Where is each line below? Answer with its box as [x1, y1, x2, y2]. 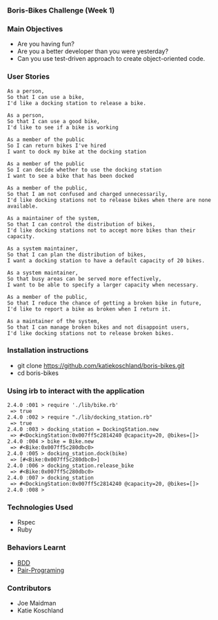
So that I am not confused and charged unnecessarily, [7, 190, 168, 197]
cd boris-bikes [17, 369, 59, 377]
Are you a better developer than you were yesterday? [17, 47, 169, 55]
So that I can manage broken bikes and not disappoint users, [7, 324, 190, 331]
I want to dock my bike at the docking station [7, 148, 147, 155]
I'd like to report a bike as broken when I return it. [7, 305, 171, 313]
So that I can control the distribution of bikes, [7, 221, 156, 228]
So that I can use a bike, [7, 93, 85, 100]
